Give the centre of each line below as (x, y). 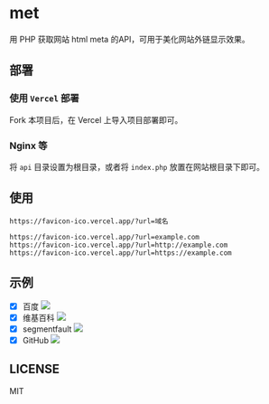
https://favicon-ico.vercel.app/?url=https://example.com (121, 253)
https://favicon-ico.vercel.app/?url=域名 (89, 221)
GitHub (36, 340)
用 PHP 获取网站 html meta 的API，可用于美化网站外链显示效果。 (130, 39)
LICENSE (35, 369)
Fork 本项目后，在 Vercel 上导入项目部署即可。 (96, 119)
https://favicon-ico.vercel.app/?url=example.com (105, 237)
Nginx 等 (28, 146)
